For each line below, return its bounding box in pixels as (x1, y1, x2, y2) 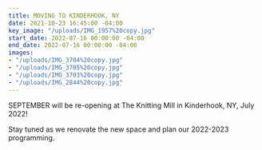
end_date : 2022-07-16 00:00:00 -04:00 (8, 41, 137, 49)
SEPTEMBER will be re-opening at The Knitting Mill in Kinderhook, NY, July (8, 101, 255, 110)
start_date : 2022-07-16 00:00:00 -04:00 (8, 34, 145, 42)
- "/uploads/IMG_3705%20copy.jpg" (8, 64, 124, 72)
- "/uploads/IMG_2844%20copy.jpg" (8, 78, 124, 86)
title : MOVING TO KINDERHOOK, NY (8, 11, 120, 20)
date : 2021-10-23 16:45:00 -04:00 (8, 19, 124, 27)
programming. (8, 132, 55, 142)
